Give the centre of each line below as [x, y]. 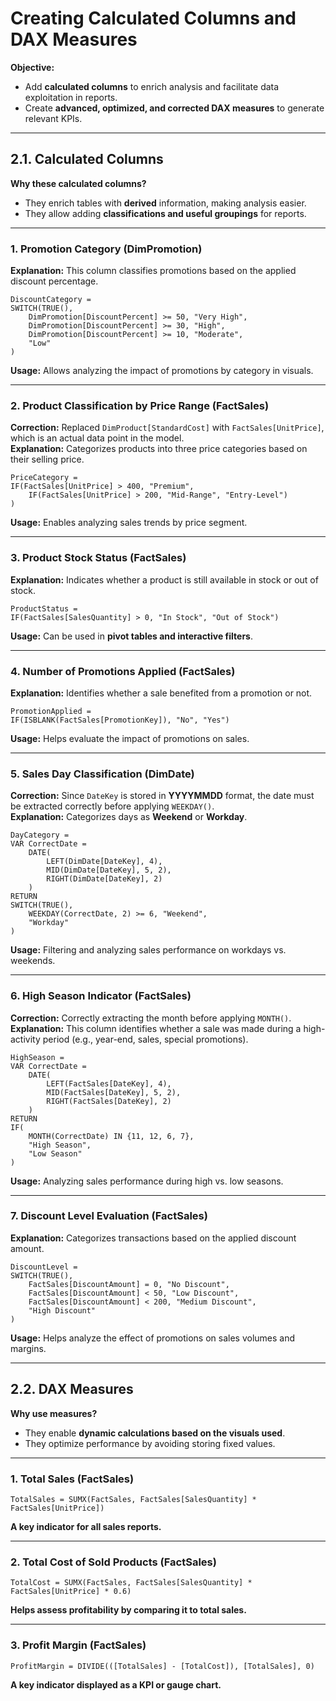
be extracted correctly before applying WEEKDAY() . [112, 806]
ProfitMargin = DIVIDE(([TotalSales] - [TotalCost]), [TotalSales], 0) [162, 1666]
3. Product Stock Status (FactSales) [98, 558]
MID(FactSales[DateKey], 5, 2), [114, 1092]
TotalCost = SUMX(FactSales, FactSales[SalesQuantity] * [131, 1583]
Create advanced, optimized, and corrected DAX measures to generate [174, 108]
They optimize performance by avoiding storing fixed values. [150, 1443]
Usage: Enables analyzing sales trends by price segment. [129, 523]
